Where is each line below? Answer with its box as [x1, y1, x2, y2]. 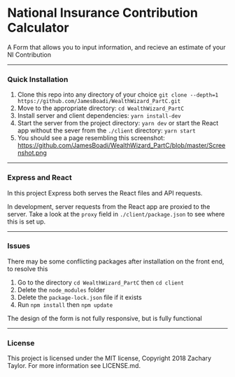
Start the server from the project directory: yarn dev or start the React [17, 119, 219, 128]
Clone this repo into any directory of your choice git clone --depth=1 [17, 90, 219, 99]
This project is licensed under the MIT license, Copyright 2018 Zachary [7, 354, 212, 362]
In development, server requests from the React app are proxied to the [7, 202, 211, 211]
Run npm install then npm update [17, 300, 113, 309]
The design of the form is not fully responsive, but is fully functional [7, 314, 203, 322]
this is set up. [7, 217, 46, 226]
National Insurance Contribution [7, 5, 198, 21]
